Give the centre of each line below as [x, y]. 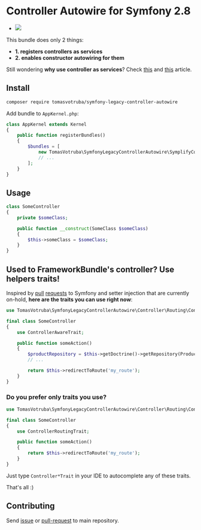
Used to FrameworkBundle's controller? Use [90, 269]
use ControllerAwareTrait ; [51, 332]
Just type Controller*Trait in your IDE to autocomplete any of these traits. [99, 476]
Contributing [31, 506]
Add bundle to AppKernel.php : [42, 113]
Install [18, 88]
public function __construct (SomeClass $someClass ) [83, 228]
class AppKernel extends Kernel [46, 124]
